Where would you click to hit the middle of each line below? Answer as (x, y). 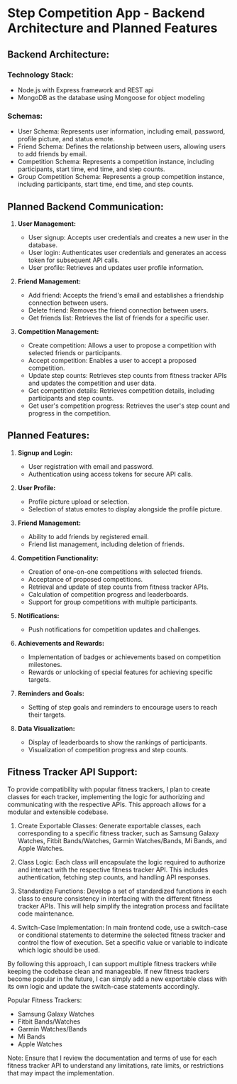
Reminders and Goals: (51, 693)
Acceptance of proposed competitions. (86, 579)
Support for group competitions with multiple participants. (113, 602)
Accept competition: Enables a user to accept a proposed (112, 360)
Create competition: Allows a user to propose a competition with (122, 345)
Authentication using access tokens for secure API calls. (110, 474)
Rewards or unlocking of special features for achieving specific (120, 672)
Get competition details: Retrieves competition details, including (121, 390)
